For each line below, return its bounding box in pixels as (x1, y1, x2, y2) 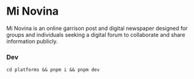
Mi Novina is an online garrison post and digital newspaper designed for (6, 24, 188, 32)
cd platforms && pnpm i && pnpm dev (6, 67, 100, 73)
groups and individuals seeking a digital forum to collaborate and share (6, 31, 185, 38)
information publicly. (6, 37, 58, 45)
